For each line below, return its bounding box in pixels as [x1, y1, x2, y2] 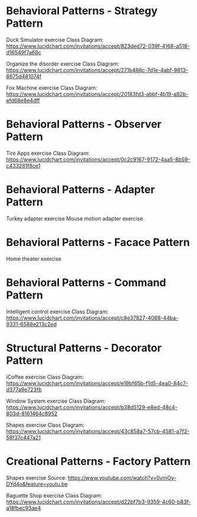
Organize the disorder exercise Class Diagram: [6, 60, 119, 67]
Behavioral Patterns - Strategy [6, 4, 158, 18]
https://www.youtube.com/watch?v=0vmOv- [67, 474, 176, 481]
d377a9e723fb [6, 386, 42, 393]
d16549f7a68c [6, 48, 41, 56]
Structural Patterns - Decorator [6, 341, 162, 355]
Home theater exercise [6, 255, 62, 262]
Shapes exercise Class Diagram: [6, 421, 85, 428]
